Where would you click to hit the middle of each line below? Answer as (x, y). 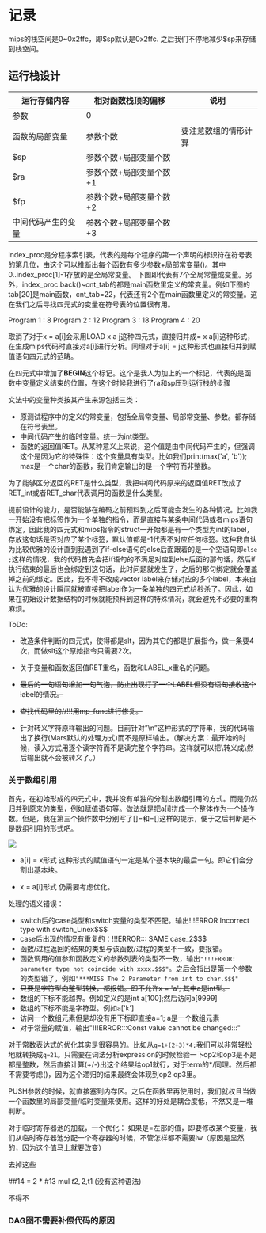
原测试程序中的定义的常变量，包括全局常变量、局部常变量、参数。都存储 (137, 417)
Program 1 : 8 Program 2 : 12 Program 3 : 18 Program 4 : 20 (104, 320)
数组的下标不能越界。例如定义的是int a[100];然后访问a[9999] (118, 999)
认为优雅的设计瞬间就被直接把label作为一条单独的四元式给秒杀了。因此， (127, 588)
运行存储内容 (45, 101)
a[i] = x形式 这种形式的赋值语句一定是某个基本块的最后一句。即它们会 (133, 860)
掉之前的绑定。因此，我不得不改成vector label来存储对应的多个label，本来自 (132, 579)
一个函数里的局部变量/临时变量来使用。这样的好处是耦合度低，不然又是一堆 (131, 1102)
